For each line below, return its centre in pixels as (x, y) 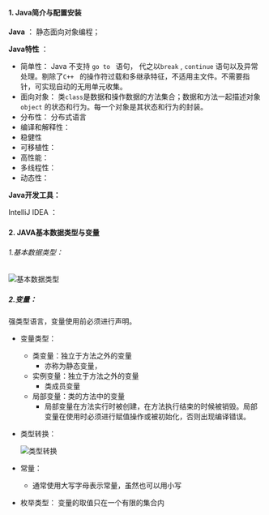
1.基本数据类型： (36, 252)
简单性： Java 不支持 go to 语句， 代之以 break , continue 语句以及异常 (139, 67)
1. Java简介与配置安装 (45, 12)
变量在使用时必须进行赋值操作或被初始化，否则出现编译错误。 (147, 416)
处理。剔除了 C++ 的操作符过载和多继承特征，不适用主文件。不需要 (131, 76)
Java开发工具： (34, 195)
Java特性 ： (28, 49)
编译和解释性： (45, 127)
